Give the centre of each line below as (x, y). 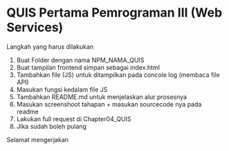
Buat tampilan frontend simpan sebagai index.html (88, 67)
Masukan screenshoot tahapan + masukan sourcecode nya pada (109, 104)
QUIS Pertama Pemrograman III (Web (114, 13)
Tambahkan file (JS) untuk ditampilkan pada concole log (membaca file (118, 75)
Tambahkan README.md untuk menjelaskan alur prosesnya (102, 97)
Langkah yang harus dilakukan (50, 46)
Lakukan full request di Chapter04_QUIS (74, 118)
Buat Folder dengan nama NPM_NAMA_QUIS (80, 60)
